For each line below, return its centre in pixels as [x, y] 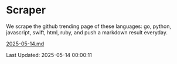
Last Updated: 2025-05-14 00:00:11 [49, 55]
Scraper [26, 10]
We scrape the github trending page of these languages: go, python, [89, 26]
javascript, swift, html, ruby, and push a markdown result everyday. [87, 32]
